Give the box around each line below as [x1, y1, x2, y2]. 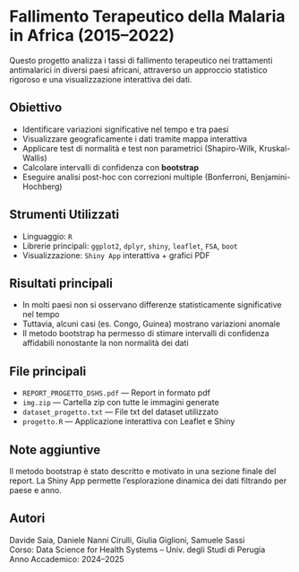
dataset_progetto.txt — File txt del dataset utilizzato [21, 406, 219, 418]
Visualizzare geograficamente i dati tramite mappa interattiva [21, 133, 248, 144]
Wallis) [21, 152, 47, 163]
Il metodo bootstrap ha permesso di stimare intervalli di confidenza [21, 328, 270, 339]
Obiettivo [9, 100, 63, 116]
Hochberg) [21, 181, 63, 192]
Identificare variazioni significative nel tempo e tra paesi [21, 124, 229, 134]
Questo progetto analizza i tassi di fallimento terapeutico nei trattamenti [9, 55, 273, 65]
